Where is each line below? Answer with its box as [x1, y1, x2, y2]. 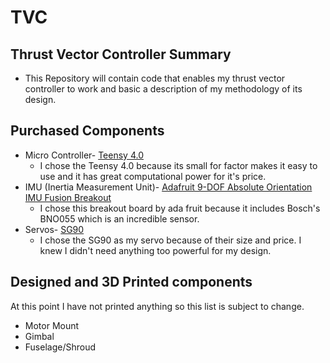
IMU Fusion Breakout [24, 191, 112, 203]
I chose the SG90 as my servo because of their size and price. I [39, 234, 302, 246]
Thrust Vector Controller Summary [10, 46, 232, 63]
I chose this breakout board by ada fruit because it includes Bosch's [39, 202, 321, 214]
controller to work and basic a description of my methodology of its [24, 83, 303, 95]
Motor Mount [24, 319, 80, 331]
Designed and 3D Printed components [10, 274, 253, 291]
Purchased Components [10, 122, 165, 140]
